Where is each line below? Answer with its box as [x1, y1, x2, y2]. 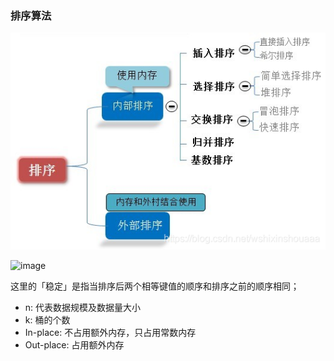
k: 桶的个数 [24, 313, 71, 326]
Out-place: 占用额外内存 [24, 338, 125, 351]
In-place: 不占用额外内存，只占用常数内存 [24, 326, 197, 338]
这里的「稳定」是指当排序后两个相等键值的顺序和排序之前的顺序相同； [10, 280, 300, 292]
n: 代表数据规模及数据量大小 [24, 301, 142, 313]
